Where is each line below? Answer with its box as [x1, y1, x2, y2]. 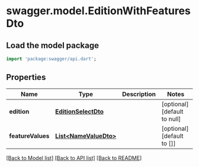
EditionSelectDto [55, 107, 104, 115]
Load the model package [6, 40, 99, 50]
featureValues [9, 131, 50, 140]
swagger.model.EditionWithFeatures [6, 4, 191, 18]
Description [122, 90, 156, 98]
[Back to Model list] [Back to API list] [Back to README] [6, 154, 142, 161]
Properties [6, 72, 46, 82]
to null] [161, 114, 181, 123]
